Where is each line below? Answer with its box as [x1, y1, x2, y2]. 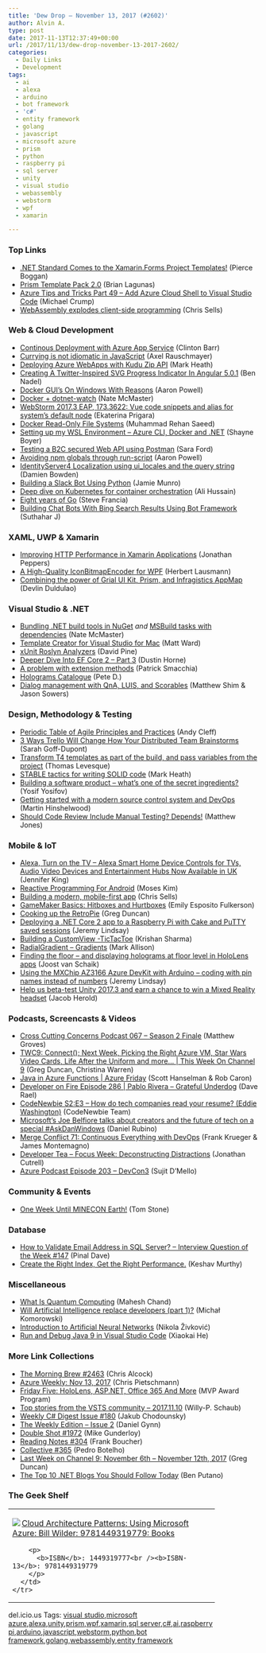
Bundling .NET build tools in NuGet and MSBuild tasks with [19, 621, 212, 631]
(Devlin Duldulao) [19, 584, 77, 593]
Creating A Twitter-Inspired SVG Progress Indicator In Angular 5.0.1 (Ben [19, 368, 256, 378]
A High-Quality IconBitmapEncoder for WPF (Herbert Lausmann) [19, 566, 232, 577]
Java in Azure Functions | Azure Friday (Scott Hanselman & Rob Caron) [19, 1073, 253, 1083]
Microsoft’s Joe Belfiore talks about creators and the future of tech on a [19, 1115, 254, 1126]
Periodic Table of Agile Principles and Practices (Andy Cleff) [19, 727, 217, 737]
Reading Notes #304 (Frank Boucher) [19, 1437, 143, 1446]
